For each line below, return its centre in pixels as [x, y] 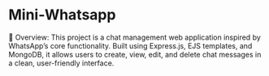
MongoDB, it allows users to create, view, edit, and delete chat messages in [135, 54]
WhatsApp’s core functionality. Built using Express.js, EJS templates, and [130, 45]
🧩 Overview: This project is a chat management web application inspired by [135, 37]
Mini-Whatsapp [62, 15]
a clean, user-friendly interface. [61, 63]
